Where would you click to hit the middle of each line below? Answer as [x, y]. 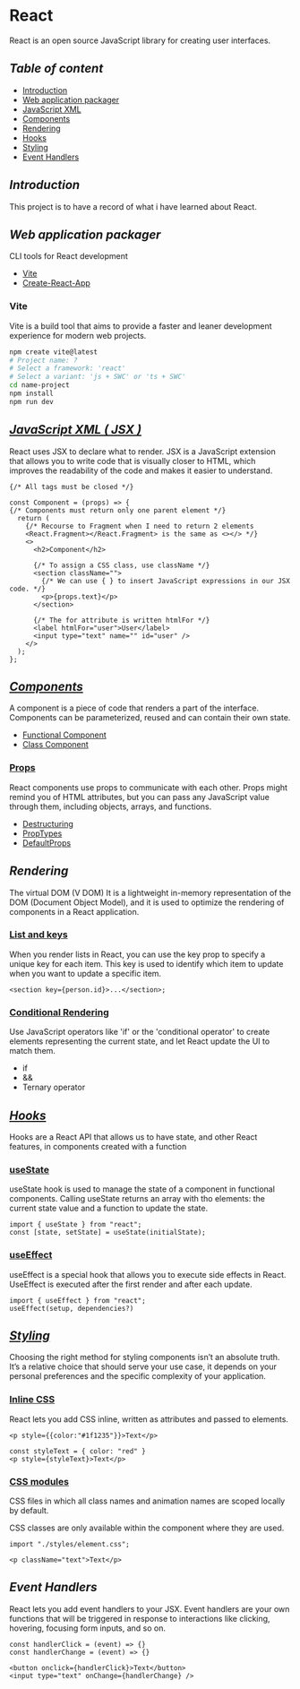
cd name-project [39, 385]
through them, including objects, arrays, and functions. [111, 806]
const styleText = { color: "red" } [77, 1451]
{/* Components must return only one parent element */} [118, 510]
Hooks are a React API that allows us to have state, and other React [133, 1137]
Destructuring [48, 823]
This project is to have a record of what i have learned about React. [133, 206]
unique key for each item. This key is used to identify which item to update [146, 963]
